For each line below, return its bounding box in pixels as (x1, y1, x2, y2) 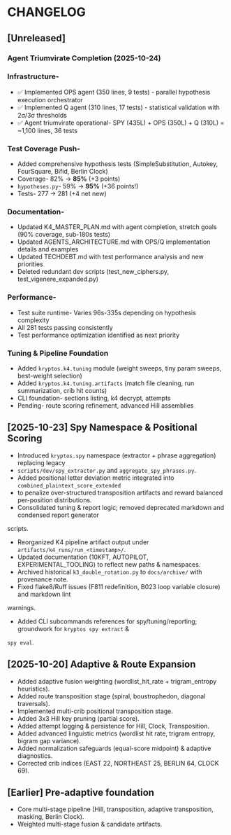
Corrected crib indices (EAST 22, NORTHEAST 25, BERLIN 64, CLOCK (17, 759, 219, 767)
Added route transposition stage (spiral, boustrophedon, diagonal (17, 691, 206, 701)
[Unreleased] (7, 32, 66, 44)
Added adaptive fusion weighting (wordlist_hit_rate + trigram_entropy (17, 677, 217, 685)
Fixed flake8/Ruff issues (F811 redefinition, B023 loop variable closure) (17, 582, 221, 591)
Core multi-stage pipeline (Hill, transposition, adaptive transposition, (17, 805, 214, 813)
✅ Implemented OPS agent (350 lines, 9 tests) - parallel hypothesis (17, 88, 211, 96)
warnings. (7, 603, 36, 612)
